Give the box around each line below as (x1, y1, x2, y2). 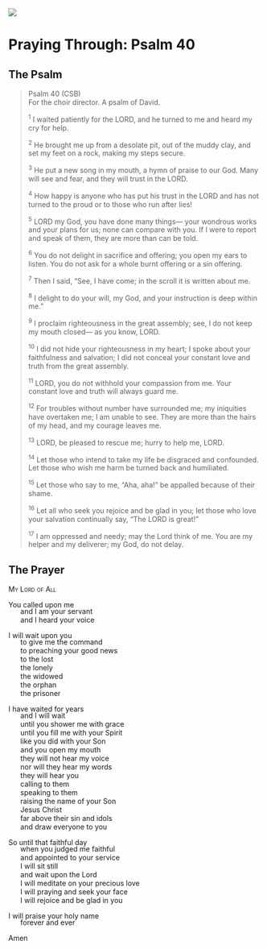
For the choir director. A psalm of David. (27, 97, 161, 107)
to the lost (19, 654, 54, 664)
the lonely (19, 662, 54, 672)
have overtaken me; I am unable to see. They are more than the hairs (27, 412, 257, 421)
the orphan (19, 680, 57, 690)
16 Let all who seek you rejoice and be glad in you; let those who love (27, 504, 257, 515)
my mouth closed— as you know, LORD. (27, 326, 161, 337)
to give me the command (19, 636, 103, 647)
